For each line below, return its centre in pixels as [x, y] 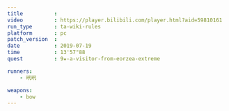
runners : [20, 71]
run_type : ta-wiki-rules [54, 26]
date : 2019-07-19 [49, 46]
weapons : [20, 90]
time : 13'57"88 [46, 53]
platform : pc [37, 33]
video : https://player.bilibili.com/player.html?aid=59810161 [115, 20]
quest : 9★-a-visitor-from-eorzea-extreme [84, 59]
